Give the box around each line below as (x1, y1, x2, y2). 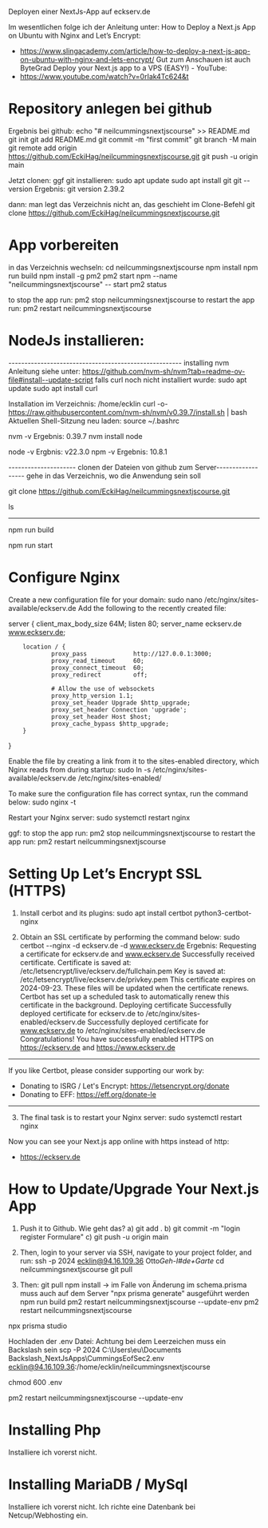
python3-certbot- (194, 908, 252, 918)
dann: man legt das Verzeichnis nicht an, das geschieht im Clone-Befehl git (8, 199, 255, 209)
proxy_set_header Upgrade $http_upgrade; (50, 699, 191, 707)
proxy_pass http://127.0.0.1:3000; (50, 649, 213, 658)
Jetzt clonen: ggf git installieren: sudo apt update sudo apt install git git (8, 175, 242, 185)
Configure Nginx (8, 569, 120, 586)
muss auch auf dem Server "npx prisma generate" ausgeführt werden (19, 1288, 250, 1298)
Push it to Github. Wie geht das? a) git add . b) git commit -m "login (19, 1223, 241, 1233)
